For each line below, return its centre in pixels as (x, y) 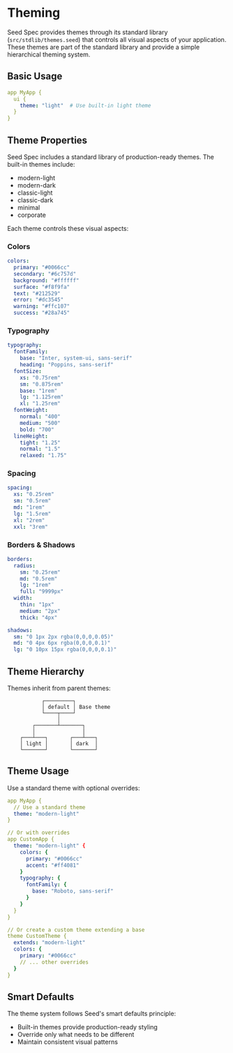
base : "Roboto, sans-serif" (73, 891)
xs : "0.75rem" (40, 378)
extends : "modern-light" (50, 943)
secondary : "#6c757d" (45, 274)
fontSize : (28, 371)
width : (23, 598)
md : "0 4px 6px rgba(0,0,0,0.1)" (62, 643)
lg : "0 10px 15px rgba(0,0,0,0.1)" (65, 650)
